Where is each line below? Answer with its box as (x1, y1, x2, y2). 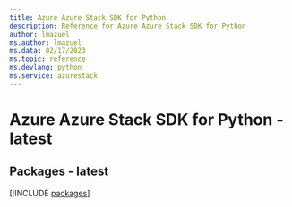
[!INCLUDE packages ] (9, 187, 90, 198)
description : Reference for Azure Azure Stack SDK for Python (9, 21, 246, 30)
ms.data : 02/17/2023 (9, 46, 87, 55)
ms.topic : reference (9, 54, 87, 63)
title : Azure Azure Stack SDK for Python (9, 12, 167, 22)
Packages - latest (9, 164, 109, 179)
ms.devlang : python (9, 63, 82, 72)
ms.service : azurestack (9, 71, 99, 80)
